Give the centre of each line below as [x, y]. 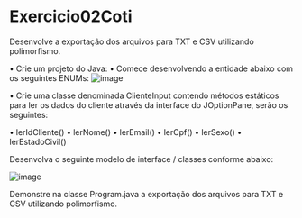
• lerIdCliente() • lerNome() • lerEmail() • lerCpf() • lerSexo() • [126, 132]
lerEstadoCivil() [38, 141]
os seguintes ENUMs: [50, 77]
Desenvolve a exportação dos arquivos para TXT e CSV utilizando [132, 41]
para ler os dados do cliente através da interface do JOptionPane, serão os [149, 104]
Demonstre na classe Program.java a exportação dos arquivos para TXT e [146, 194]
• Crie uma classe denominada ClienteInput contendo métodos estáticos [144, 95]
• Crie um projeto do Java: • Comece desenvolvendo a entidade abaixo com [151, 68]
